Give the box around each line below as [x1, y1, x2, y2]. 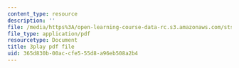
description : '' [7, 17, 55, 24]
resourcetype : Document [7, 37, 78, 44]
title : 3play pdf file [7, 43, 75, 50]
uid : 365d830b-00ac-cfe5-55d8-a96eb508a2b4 [7, 50, 139, 57]
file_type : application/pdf [7, 30, 91, 38]
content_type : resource [7, 10, 78, 18]
